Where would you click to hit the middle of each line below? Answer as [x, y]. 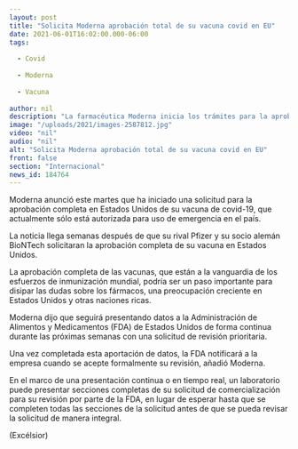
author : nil [31, 108]
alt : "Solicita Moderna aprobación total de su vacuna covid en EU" [138, 149]
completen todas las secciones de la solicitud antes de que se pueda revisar [149, 409]
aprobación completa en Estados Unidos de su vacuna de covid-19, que [141, 209]
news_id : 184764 [39, 174]
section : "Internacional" [57, 166]
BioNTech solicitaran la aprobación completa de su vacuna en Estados [138, 245]
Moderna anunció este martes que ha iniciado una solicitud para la [131, 200]
